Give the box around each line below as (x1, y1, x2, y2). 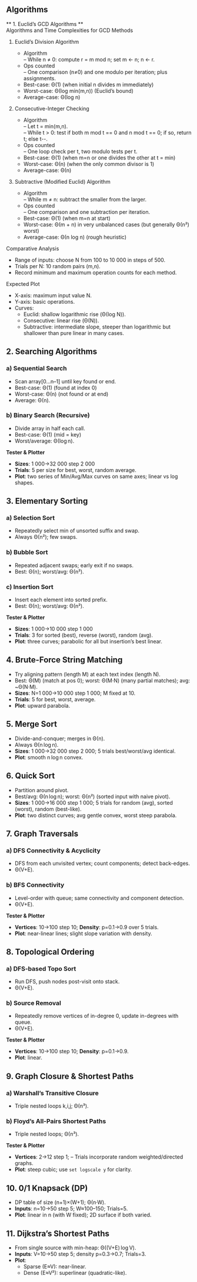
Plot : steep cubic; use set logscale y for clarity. (14, 1166, 132, 1173)
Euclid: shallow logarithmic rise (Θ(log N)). (23, 310, 126, 318)
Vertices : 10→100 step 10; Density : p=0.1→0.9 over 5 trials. (14, 923, 159, 930)
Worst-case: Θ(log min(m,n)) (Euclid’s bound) (23, 87, 134, 94)
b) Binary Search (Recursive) (6, 411, 90, 419)
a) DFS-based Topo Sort (6, 964, 76, 972)
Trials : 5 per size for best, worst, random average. (14, 466, 136, 473)
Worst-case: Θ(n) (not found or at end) (14, 390, 109, 398)
